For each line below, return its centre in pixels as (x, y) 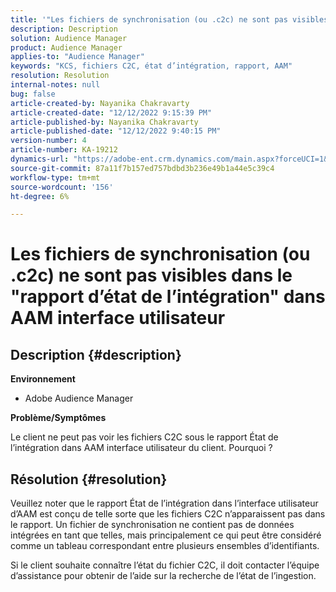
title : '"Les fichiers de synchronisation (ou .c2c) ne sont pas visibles (169, 19)
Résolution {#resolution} (89, 479)
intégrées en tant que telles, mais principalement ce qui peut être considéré (166, 535)
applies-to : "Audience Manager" (77, 57)
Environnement (43, 379)
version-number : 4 (48, 141)
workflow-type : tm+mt (55, 177)
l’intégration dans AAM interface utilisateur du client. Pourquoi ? (141, 448)
